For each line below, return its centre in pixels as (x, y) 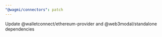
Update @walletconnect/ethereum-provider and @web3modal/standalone (81, 24)
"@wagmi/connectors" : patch (34, 10)
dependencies (20, 29)
